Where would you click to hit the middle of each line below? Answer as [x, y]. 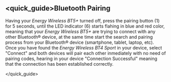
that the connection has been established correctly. [59, 64]
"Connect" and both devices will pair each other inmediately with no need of [86, 53]
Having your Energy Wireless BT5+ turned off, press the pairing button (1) [82, 20]
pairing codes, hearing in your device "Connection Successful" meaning [81, 59]
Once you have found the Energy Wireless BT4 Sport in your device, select [84, 47]
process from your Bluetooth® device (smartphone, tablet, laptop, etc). [80, 42]
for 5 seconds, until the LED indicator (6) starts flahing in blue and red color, [85, 26]
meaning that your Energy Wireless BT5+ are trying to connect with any [80, 31]
